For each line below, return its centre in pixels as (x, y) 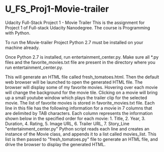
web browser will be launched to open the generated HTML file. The (74, 82)
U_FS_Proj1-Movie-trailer (57, 9)
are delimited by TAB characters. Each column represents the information (79, 113)
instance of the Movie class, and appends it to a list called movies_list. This (81, 134)
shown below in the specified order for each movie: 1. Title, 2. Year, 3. (75, 118)
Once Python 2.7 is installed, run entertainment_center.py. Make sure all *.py (82, 57)
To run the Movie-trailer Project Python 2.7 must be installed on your (74, 42)
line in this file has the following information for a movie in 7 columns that (79, 108)
